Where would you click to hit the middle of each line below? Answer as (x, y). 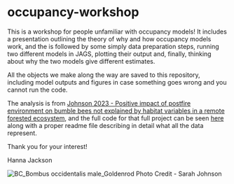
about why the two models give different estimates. (81, 61)
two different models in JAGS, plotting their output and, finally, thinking (109, 54)
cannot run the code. (37, 90)
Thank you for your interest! (47, 146)
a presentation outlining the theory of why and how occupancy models (109, 38)
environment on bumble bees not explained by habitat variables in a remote (116, 111)
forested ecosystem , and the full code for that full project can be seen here (116, 118)
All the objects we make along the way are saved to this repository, (104, 75)
